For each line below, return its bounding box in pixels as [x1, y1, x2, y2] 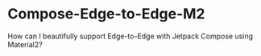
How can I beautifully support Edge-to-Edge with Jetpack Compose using [7, 31, 254, 41]
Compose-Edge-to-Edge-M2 [7, 5, 205, 23]
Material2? [7, 39, 43, 49]
